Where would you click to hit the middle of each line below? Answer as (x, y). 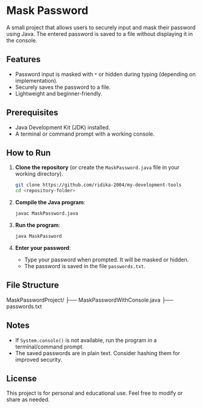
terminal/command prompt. (49, 347)
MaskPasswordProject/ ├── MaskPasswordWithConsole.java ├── (90, 300)
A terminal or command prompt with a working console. (85, 134)
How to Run (29, 153)
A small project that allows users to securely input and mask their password (101, 27)
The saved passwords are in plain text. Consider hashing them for (98, 353)
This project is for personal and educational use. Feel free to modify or (95, 393)
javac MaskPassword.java (47, 213)
